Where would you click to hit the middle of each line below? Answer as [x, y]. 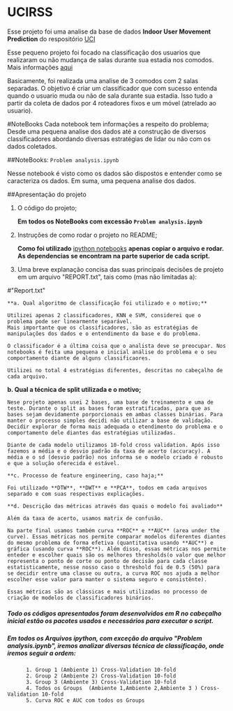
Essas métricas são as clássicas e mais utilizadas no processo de [107, 592]
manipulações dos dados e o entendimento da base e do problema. [104, 333]
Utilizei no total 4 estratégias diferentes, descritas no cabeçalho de [115, 370]
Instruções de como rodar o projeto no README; [87, 235]
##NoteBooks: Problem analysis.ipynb [63, 160]
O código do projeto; [47, 207]
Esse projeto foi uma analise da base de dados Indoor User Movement [109, 31]
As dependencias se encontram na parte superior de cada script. [114, 256]
